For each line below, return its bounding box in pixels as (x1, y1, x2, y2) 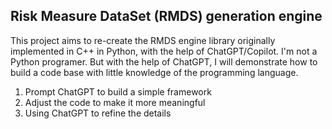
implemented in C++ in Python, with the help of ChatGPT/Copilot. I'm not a (10, 45, 318, 57)
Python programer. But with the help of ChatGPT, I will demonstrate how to (10, 55, 318, 68)
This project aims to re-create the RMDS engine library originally (10, 34, 276, 46)
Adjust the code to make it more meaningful (24, 96, 206, 108)
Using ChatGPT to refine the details (24, 107, 172, 119)
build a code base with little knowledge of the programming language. (10, 66, 299, 78)
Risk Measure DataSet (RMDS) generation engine (10, 8, 323, 25)
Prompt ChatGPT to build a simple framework (24, 85, 212, 98)
